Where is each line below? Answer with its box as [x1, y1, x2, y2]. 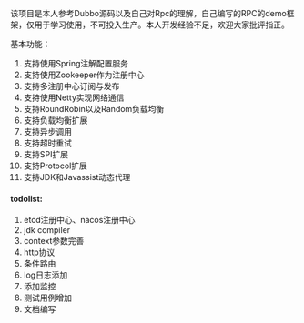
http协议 [23, 247, 56, 257]
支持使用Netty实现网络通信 [23, 92, 125, 103]
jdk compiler [23, 225, 71, 236]
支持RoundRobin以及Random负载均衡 [23, 104, 165, 114]
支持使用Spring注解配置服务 [23, 58, 129, 68]
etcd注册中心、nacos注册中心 [23, 215, 136, 226]
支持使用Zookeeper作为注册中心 [23, 69, 145, 80]
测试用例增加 [23, 292, 72, 303]
